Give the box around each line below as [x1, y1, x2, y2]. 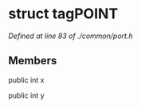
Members [8, 54, 57, 67]
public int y [8, 91, 45, 100]
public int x [8, 75, 45, 84]
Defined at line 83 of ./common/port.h [8, 31, 133, 40]
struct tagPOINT [8, 5, 119, 23]
